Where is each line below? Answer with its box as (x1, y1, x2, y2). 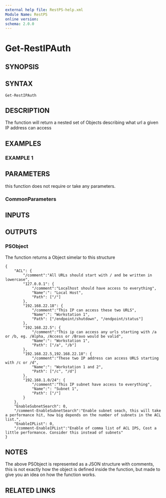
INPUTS (5, 211, 30, 219)
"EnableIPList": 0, (14, 421, 55, 426)
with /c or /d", (5, 360, 39, 365)
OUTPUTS (5, 228, 37, 236)
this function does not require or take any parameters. (5, 183, 116, 189)
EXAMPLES (5, 139, 41, 148)
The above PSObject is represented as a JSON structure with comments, (5, 461, 155, 467)
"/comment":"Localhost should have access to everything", (31, 286, 157, 291)
